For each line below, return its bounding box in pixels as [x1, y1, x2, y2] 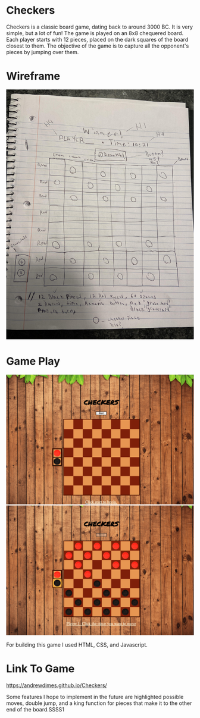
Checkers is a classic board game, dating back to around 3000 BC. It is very [6, 23, 193, 30]
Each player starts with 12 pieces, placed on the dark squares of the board [6, 36, 189, 43]
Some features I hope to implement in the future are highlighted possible [6, 693, 184, 700]
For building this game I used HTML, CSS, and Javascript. [6, 641, 148, 648]
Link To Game [6, 661, 75, 675]
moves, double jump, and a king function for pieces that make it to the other [6, 700, 192, 707]
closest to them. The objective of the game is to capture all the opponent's [6, 42, 189, 49]
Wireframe [6, 70, 61, 83]
